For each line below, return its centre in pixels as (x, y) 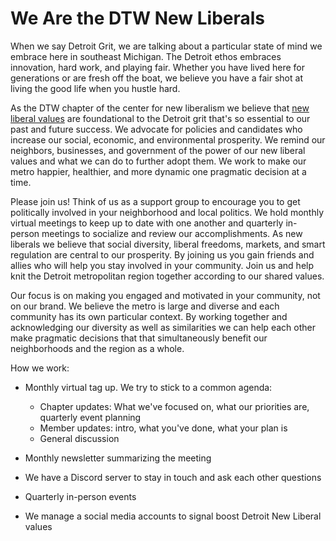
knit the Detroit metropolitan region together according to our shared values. (167, 276)
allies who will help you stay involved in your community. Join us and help (162, 265)
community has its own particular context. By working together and (149, 316)
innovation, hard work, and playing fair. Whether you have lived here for (158, 67)
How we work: (40, 368)
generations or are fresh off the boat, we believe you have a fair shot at (156, 78)
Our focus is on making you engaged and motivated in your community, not (165, 295)
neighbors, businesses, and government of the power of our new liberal (158, 150)
